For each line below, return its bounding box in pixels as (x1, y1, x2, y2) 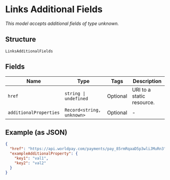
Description (133, 77, 162, 84)
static (132, 93, 146, 100)
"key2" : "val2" (14, 160, 47, 166)
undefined (64, 96, 89, 101)
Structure (5, 35, 36, 44)
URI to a (132, 86, 151, 93)
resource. (132, 99, 155, 106)
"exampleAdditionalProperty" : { (10, 151, 78, 156)
